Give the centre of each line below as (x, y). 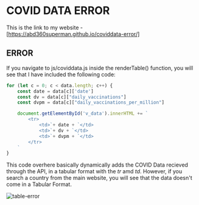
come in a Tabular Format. (39, 184)
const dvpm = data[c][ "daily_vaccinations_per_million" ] (91, 103)
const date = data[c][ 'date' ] (56, 91)
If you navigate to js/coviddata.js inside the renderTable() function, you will (100, 68)
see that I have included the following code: (61, 74)
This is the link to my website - (45, 27)
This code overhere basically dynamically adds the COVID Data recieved (97, 165)
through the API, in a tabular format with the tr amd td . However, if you (94, 171)
